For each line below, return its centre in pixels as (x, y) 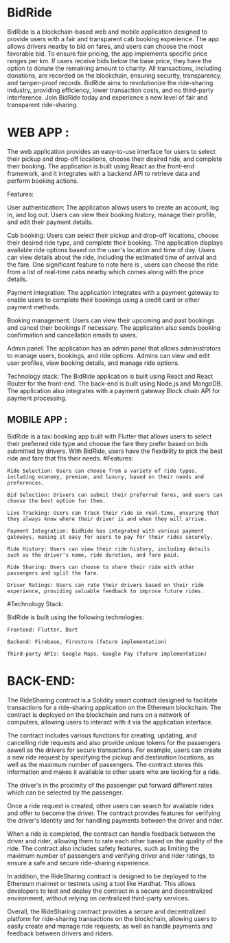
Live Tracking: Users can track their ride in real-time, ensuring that (113, 513)
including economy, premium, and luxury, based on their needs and (106, 477)
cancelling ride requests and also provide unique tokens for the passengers (114, 742)
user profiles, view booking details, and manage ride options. (93, 363)
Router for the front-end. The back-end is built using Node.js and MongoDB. (115, 384)
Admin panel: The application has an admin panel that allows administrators (114, 348)
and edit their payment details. (50, 222)
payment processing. (37, 398)
